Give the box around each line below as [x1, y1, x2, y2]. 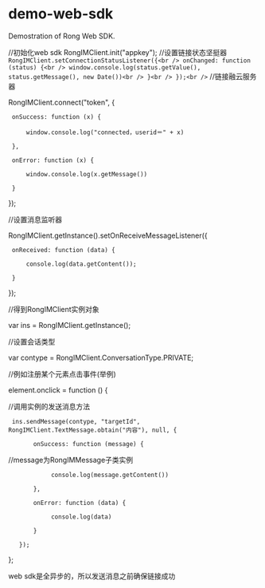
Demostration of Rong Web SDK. [8, 31, 115, 41]
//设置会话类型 [8, 337, 56, 346]
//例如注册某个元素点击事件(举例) [8, 369, 117, 379]
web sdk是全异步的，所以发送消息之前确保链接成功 [8, 571, 176, 581]
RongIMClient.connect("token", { [8, 97, 115, 107]
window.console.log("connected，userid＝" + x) [25, 128, 185, 136]
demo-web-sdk [8, 5, 114, 23]
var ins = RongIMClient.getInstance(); [8, 320, 131, 330]
